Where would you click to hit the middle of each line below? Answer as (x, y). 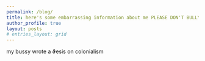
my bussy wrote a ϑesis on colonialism (55, 51)
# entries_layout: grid (37, 34)
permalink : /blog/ (30, 12)
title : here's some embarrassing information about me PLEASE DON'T (95, 18)
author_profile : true (34, 23)
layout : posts (24, 29)
